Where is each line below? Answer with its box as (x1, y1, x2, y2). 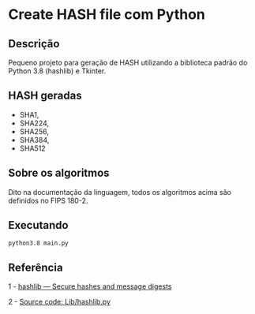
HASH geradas (8, 89, 82, 103)
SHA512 (19, 144, 46, 153)
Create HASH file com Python (8, 6, 205, 24)
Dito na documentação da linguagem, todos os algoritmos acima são (8, 187, 231, 196)
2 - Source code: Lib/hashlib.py (8, 297, 111, 307)
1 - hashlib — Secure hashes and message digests (8, 282, 172, 291)
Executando (8, 219, 69, 232)
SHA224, (19, 118, 50, 128)
